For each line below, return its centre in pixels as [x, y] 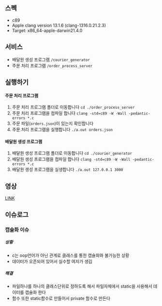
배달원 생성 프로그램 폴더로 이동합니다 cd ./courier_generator [72, 153]
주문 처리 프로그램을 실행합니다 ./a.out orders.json [62, 130]
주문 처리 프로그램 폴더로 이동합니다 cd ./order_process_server [73, 107]
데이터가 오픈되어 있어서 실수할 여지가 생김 [52, 261]
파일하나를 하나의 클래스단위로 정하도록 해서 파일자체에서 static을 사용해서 [82, 286]
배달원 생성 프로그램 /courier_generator [51, 60]
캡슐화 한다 [35, 292]
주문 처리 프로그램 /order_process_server [52, 65]
